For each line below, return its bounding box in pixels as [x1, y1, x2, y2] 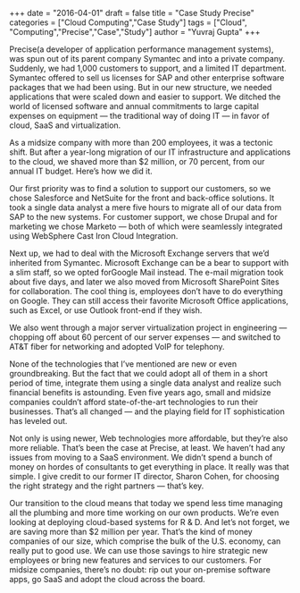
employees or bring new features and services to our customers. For [9, 555, 262, 565]
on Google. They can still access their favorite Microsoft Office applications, [9, 295, 288, 306]
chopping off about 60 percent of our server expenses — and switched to [9, 332, 281, 343]
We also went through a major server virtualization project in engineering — [9, 322, 287, 333]
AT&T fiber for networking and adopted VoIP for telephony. [9, 342, 225, 352]
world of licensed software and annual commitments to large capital [9, 101, 259, 111]
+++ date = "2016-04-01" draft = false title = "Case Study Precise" [9, 8, 254, 18]
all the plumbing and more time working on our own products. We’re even [9, 507, 279, 518]
